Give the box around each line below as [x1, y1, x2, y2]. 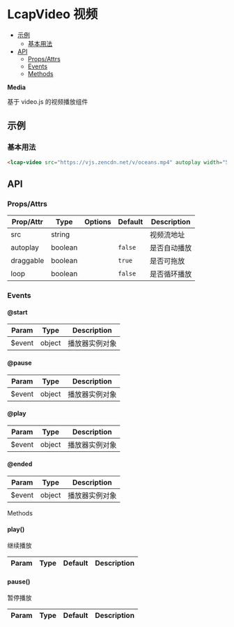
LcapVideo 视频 [7, 6, 98, 22]
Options [84, 217, 111, 227]
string [51, 229, 70, 239]
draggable [10, 256, 45, 266]
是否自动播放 [149, 243, 192, 253]
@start [7, 308, 28, 316]
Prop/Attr [11, 217, 44, 227]
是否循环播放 [149, 269, 192, 279]
